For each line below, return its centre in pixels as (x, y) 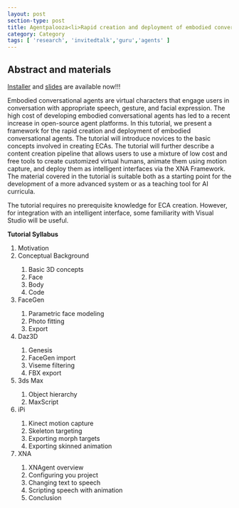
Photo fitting (46, 321)
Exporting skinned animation (70, 446)
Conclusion (45, 497)
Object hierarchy (53, 394)
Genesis (40, 350)
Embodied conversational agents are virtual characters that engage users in (118, 100)
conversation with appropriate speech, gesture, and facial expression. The (116, 108)
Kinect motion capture (61, 423)
